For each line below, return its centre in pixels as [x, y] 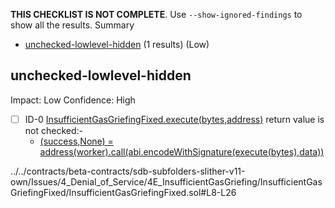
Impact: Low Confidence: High [73, 100]
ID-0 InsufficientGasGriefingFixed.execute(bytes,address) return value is [174, 119]
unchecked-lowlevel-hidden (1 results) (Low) [117, 44]
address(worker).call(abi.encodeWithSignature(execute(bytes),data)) [182, 151]
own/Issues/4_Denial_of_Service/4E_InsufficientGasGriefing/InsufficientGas [166, 181]
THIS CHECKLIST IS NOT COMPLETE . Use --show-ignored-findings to [156, 14]
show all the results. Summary [72, 25]
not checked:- [53, 130]
